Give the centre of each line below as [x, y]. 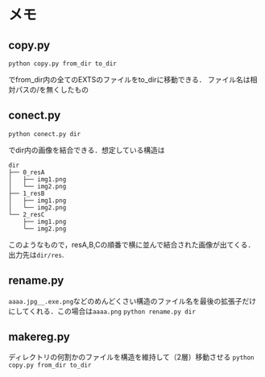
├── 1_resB [27, 193]
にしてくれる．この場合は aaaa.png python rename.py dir [102, 311]
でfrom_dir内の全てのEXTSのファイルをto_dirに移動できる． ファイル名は [130, 79]
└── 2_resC [27, 214]
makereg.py [39, 337]
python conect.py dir [45, 134]
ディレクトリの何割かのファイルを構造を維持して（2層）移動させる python [132, 357]
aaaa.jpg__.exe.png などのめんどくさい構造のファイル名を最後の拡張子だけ [132, 300]
